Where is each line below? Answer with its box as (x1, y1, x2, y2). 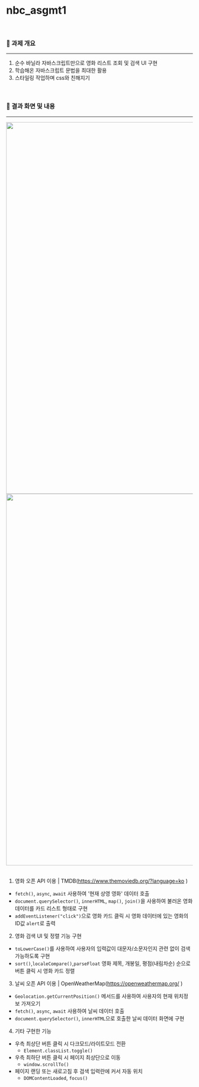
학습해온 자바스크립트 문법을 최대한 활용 (14, 67, 107, 74)
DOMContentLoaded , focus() (23, 1074, 88, 1081)
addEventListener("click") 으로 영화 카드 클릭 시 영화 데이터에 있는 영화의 (14, 912, 188, 919)
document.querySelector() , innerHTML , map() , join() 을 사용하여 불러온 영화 (14, 897, 193, 904)
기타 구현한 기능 (14, 1027, 52, 1035)
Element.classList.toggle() (23, 1048, 93, 1054)
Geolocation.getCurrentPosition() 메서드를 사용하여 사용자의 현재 (14, 992, 173, 1000)
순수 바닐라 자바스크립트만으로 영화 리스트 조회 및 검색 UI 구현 (14, 59, 158, 67)
